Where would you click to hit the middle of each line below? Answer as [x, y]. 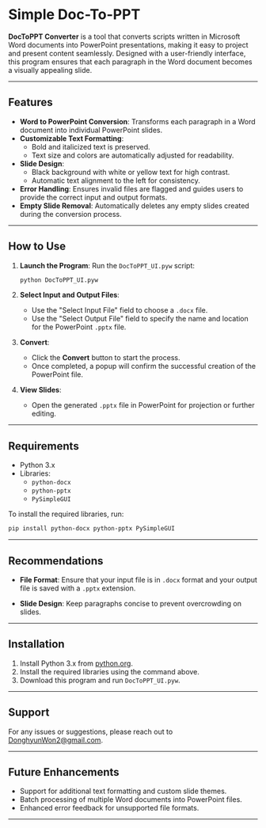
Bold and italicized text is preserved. [91, 146]
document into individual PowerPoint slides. [91, 130]
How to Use [37, 247]
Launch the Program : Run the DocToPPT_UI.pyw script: [107, 265]
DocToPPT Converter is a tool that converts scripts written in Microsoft [124, 36]
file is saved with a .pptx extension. [78, 588]
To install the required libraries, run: [66, 514]
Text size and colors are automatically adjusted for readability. [133, 155]
